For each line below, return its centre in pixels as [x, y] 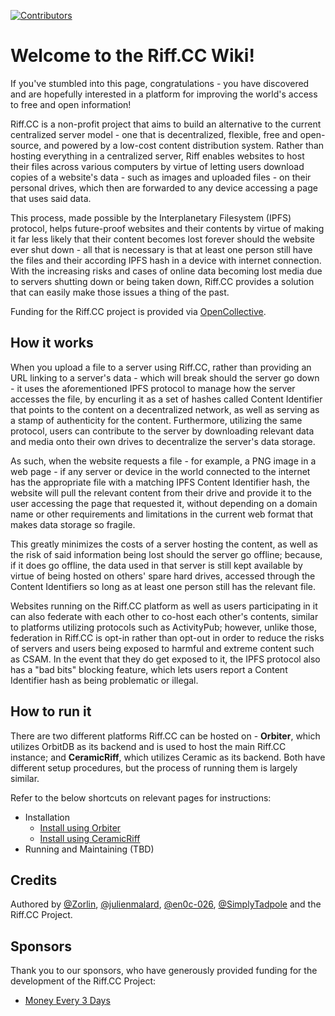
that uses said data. [51, 198]
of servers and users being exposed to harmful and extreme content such [162, 648]
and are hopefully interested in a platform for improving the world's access [164, 94]
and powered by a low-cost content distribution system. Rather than [184, 145]
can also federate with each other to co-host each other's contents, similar [164, 616]
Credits [34, 880]
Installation [47, 817]
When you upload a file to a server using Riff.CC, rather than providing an [161, 367]
